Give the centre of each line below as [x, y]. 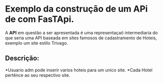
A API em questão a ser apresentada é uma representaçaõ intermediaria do [81, 33]
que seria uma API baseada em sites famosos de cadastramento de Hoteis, [81, 38]
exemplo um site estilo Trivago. [37, 43]
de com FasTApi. [40, 19]
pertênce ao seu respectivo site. [38, 75]
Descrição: [22, 58]
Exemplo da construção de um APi [77, 9]
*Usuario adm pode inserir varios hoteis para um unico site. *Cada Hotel [79, 70]
